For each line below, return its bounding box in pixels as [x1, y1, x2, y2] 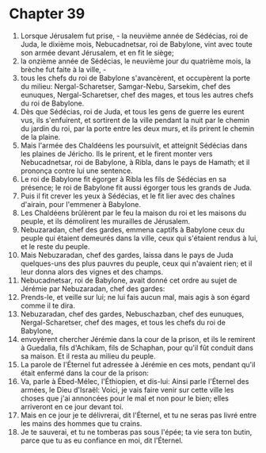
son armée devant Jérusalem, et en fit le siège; [20, 48, 174, 57]
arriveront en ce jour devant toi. [20, 401, 123, 411]
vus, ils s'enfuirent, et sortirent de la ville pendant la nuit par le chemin [20, 115, 250, 125]
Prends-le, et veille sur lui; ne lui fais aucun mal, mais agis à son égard [20, 292, 250, 301]
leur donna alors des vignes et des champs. [20, 267, 164, 276]
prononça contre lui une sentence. [20, 166, 133, 175]
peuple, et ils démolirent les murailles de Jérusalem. [20, 216, 191, 226]
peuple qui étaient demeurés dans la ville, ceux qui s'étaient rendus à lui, [20, 233, 258, 243]
